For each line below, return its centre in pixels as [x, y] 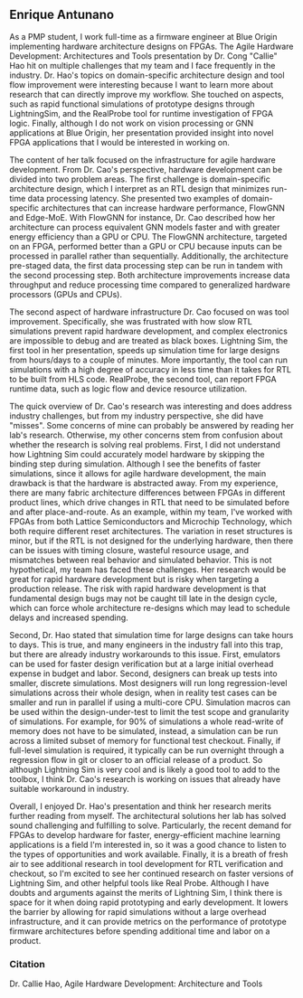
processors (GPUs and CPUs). [66, 294]
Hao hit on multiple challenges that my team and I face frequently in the [142, 65]
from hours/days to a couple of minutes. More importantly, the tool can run [148, 360]
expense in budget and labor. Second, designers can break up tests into [143, 673]
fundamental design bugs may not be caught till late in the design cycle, [143, 598]
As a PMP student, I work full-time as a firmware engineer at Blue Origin [143, 36]
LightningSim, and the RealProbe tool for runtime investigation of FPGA [142, 113]
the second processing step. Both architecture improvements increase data [150, 275]
